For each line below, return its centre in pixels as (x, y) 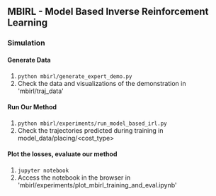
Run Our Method (32, 107)
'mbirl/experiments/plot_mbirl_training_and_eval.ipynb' (97, 185)
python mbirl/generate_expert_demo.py (75, 76)
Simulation (26, 43)
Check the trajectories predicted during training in (90, 130)
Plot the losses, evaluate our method (62, 154)
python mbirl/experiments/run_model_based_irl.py (92, 124)
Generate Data (29, 60)
